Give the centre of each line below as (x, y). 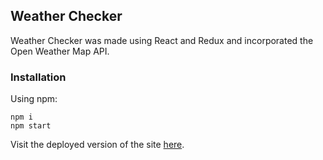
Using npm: (34, 99)
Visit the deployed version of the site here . (97, 145)
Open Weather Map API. (60, 51)
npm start (31, 126)
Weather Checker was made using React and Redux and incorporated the (162, 40)
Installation (38, 77)
